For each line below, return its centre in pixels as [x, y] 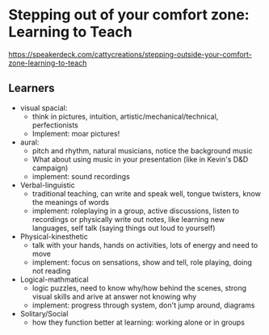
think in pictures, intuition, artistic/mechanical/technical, [125, 116]
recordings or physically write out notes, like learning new [128, 219]
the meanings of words [70, 202]
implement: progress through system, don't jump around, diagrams [143, 305]
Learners [32, 88]
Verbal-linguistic [47, 185]
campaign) [50, 168]
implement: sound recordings [81, 176]
